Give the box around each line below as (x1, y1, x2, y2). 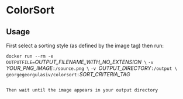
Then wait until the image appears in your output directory (6, 87, 158, 93)
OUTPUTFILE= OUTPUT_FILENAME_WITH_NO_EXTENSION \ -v (6, 59, 154, 65)
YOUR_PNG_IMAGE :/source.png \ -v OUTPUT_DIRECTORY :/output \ (6, 65, 178, 72)
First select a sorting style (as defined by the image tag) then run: (6, 42, 164, 49)
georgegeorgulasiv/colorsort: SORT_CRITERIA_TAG (6, 71, 130, 77)
